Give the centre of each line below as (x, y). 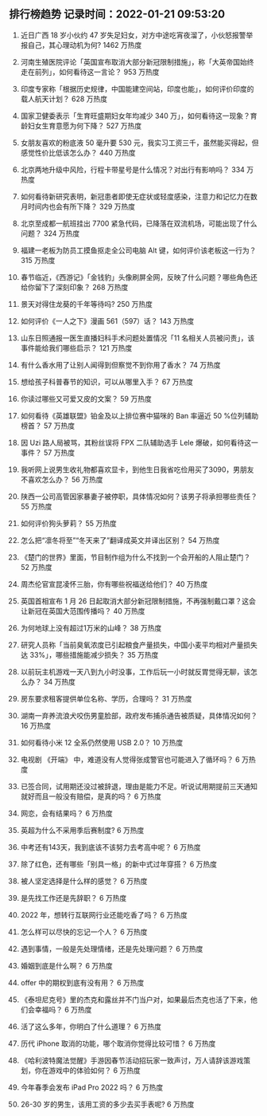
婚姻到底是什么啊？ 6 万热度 (67, 965)
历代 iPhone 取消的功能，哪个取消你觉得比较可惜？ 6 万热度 (118, 1043)
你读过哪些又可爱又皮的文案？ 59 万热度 (86, 399)
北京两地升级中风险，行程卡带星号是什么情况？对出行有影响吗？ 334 (133, 169)
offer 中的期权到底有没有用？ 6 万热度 (82, 982)
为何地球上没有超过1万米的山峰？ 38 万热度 (91, 627)
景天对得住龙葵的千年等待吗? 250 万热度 (87, 304)
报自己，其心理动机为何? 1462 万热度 (81, 45)
